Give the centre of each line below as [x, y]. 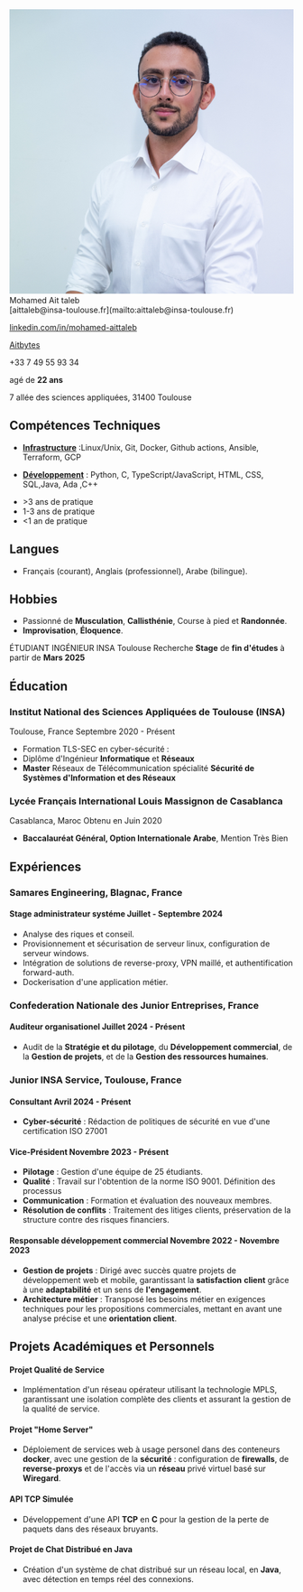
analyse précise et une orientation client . [100, 1318]
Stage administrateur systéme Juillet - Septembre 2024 [116, 914]
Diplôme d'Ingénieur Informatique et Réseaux [109, 759]
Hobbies [34, 600]
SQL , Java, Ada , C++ [60, 484]
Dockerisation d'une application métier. [95, 982]
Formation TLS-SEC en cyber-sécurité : [96, 749]
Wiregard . [41, 1478]
